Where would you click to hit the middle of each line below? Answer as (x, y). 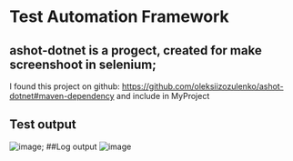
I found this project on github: (65, 86)
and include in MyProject (163, 96)
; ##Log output (69, 146)
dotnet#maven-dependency (62, 96)
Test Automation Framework (119, 17)
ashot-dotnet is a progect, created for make (136, 50)
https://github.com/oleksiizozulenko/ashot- (202, 86)
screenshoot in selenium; (83, 64)
